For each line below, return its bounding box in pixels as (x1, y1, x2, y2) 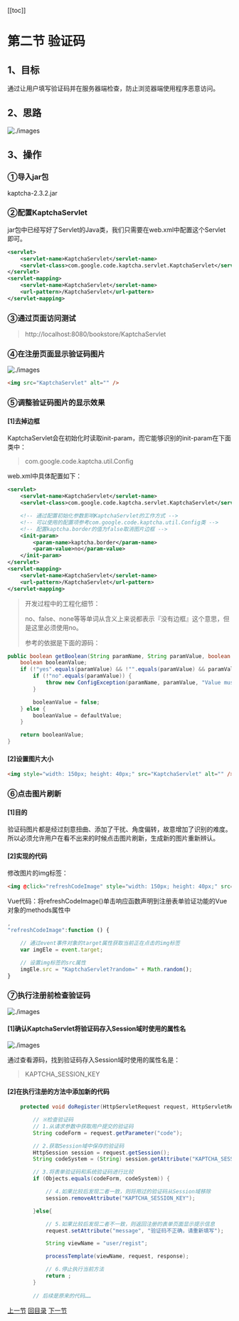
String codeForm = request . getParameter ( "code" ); (33, 1129, 183, 1137)
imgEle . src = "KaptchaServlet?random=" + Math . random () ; (20, 966, 193, 973)
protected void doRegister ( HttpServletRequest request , (20, 1103, 190, 1110)
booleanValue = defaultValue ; (33, 712, 122, 719)
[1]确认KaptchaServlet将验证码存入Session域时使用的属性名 (7, 1024, 186, 1033)
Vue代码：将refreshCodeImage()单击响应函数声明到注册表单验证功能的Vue (7, 897, 228, 906)
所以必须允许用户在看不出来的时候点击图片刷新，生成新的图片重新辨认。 (7, 834, 219, 843)
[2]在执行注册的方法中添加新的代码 (7, 1087, 110, 1095)
